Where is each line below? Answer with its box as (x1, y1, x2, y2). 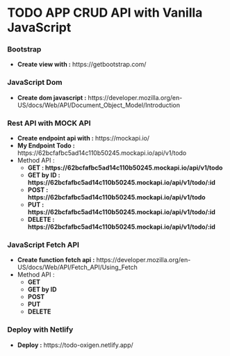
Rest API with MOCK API (7, 118, 92, 128)
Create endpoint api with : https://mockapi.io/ (17, 134, 150, 143)
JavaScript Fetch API (7, 240, 80, 250)
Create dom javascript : (17, 93, 87, 102)
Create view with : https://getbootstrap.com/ (17, 60, 147, 69)
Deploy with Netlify (7, 325, 74, 334)
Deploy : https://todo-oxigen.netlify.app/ (17, 341, 133, 349)
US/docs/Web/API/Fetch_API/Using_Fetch (17, 263, 138, 272)
